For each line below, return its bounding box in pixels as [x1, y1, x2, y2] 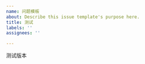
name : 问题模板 [6, 8, 40, 15]
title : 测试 [6, 19, 33, 25]
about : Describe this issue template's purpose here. [6, 14, 140, 20]
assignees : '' [6, 30, 41, 36]
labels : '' [6, 24, 33, 31]
